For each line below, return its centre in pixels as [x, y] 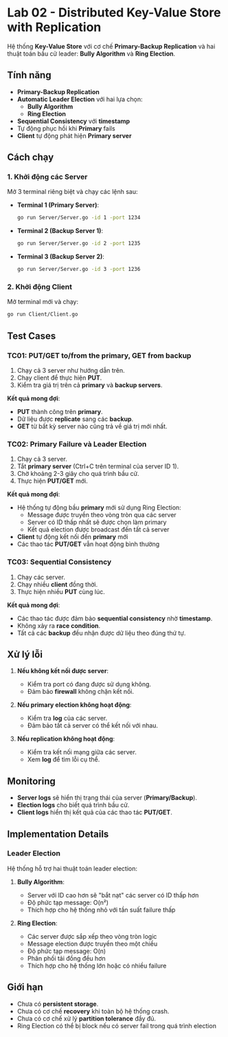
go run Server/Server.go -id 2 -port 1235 [79, 243]
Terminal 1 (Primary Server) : [58, 205]
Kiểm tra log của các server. [67, 718]
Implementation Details [58, 834]
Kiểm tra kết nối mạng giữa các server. [82, 752]
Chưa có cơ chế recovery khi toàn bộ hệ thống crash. [93, 1011]
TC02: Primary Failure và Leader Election [77, 444]
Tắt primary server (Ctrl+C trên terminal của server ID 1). [98, 466]
